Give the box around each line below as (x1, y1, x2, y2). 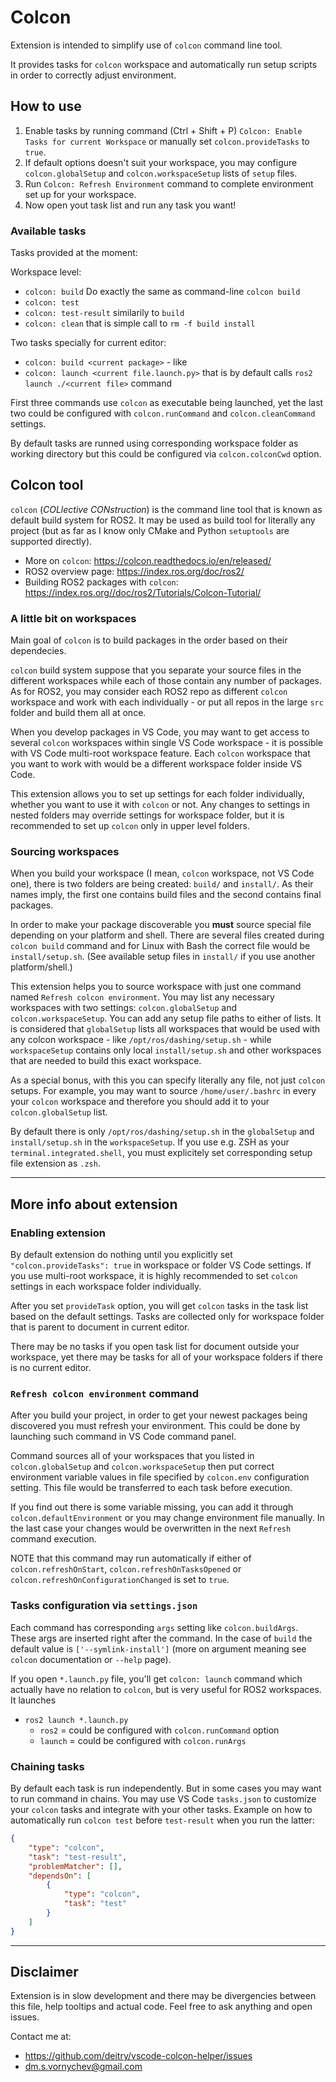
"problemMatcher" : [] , (28, 1861, 123, 1871)
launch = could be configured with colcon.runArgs (39, 1734, 247, 1746)
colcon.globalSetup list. (10, 1106, 108, 1118)
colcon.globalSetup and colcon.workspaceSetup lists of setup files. (24, 167, 298, 179)
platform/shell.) (10, 961, 73, 973)
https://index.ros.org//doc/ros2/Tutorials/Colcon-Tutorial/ (24, 586, 262, 598)
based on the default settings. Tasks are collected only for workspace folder (10, 1311, 325, 1323)
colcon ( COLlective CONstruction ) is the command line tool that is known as (10, 503, 323, 515)
